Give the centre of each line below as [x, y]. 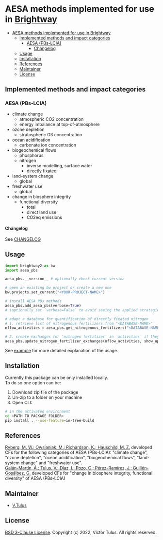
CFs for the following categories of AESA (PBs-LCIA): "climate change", [76, 452]
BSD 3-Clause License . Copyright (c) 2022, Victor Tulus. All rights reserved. [81, 532]
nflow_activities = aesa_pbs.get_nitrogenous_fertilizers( [66, 328]
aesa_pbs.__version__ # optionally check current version [65, 279]
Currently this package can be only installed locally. [57, 378]
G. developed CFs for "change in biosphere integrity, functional [89, 473]
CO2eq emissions [44, 217]
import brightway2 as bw [30, 266]
